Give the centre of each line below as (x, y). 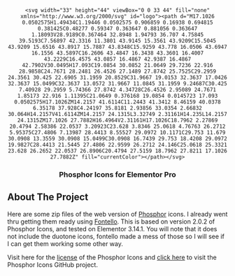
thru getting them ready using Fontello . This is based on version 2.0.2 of (111, 221)
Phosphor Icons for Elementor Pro (117, 174)
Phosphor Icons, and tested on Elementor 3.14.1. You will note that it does (112, 228)
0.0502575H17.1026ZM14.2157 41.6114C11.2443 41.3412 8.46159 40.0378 (117, 102)
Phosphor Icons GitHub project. (52, 264)
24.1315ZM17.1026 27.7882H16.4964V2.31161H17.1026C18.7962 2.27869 (117, 120)
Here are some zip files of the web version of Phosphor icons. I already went (117, 214)
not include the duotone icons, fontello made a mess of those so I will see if (116, 236)
